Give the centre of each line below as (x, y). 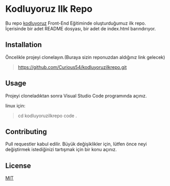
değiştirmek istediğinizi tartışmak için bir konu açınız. (61, 150)
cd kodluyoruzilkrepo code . (47, 116)
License (18, 166)
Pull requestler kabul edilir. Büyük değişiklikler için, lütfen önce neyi (76, 144)
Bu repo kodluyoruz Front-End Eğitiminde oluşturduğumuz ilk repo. (76, 23)
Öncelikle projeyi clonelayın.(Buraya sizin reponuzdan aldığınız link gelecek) (85, 57)
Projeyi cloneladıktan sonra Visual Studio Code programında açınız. (76, 96)
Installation (24, 45)
